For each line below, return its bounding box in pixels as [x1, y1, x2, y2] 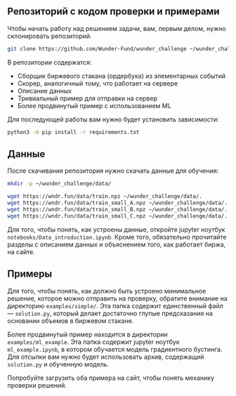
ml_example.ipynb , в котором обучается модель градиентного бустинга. [7, 345, 223, 353]
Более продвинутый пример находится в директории [7, 330, 169, 338]
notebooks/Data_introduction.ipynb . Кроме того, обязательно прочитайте [7, 232, 227, 241]
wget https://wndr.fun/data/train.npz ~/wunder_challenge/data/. [7, 193, 202, 200]
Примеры [7, 268, 53, 280]
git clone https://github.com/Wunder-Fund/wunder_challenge [7, 45, 188, 52]
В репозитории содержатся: [7, 58, 92, 66]
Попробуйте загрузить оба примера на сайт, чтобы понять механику [7, 374, 215, 382]
